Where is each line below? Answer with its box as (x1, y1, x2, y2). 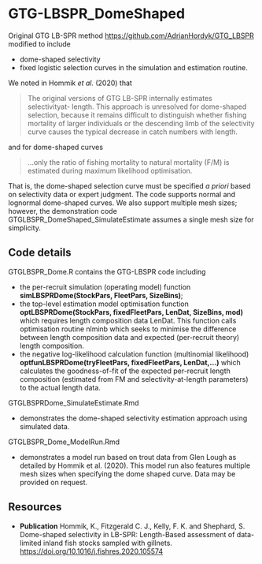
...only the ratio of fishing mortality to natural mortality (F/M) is (27, 157, 230, 166)
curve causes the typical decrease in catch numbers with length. (27, 127, 238, 136)
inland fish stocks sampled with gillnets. (42, 538, 173, 547)
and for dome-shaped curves (8, 142, 104, 151)
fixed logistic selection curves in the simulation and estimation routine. (19, 62, 248, 72)
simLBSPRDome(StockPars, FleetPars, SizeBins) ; (19, 290, 183, 300)
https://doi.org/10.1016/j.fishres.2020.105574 (19, 546, 164, 556)
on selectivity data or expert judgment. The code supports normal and (8, 189, 236, 199)
